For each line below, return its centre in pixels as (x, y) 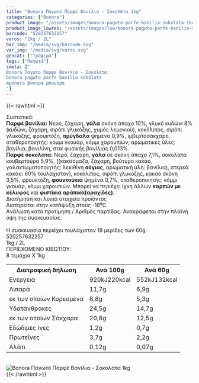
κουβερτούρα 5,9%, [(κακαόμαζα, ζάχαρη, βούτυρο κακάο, (79, 161)
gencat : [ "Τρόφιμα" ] (32, 56)
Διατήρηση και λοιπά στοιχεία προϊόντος (57, 198)
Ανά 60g (157, 270)
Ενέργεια (22, 279)
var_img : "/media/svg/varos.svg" (47, 50)
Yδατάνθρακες (31, 308)
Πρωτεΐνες (25, 337)
